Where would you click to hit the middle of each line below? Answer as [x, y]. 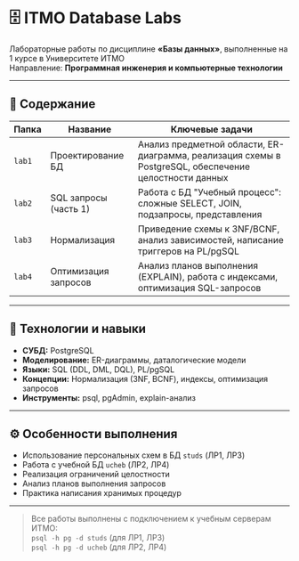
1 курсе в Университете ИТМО [67, 58]
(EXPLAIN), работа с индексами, [208, 276]
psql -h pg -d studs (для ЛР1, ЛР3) [98, 538]
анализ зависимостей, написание [210, 240]
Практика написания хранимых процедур [102, 493]
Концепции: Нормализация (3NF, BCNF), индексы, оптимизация [145, 378]
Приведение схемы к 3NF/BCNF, [209, 229]
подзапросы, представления [200, 214]
